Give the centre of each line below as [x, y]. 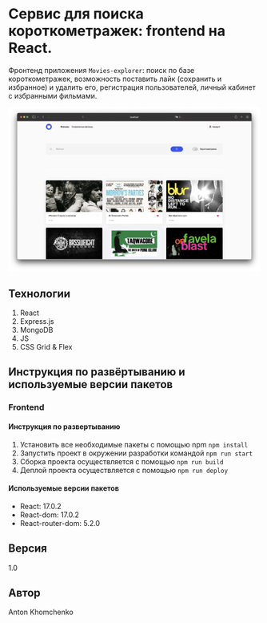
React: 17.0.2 [40, 506]
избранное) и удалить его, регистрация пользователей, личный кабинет [132, 87]
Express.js [37, 322]
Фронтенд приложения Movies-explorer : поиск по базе [102, 70]
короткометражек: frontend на [117, 31]
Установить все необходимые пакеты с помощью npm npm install [134, 444]
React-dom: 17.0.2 [50, 515]
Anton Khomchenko [41, 612]
